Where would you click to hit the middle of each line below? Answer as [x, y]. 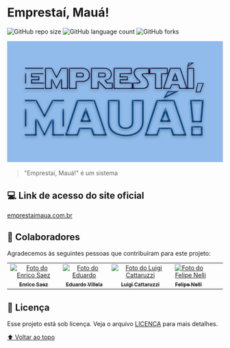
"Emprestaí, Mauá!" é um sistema [71, 173]
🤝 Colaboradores [44, 237]
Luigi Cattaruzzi [140, 284]
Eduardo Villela [84, 284]
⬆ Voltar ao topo [31, 337]
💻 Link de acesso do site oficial [76, 195]
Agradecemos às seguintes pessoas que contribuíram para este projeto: [109, 254]
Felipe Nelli [188, 284]
